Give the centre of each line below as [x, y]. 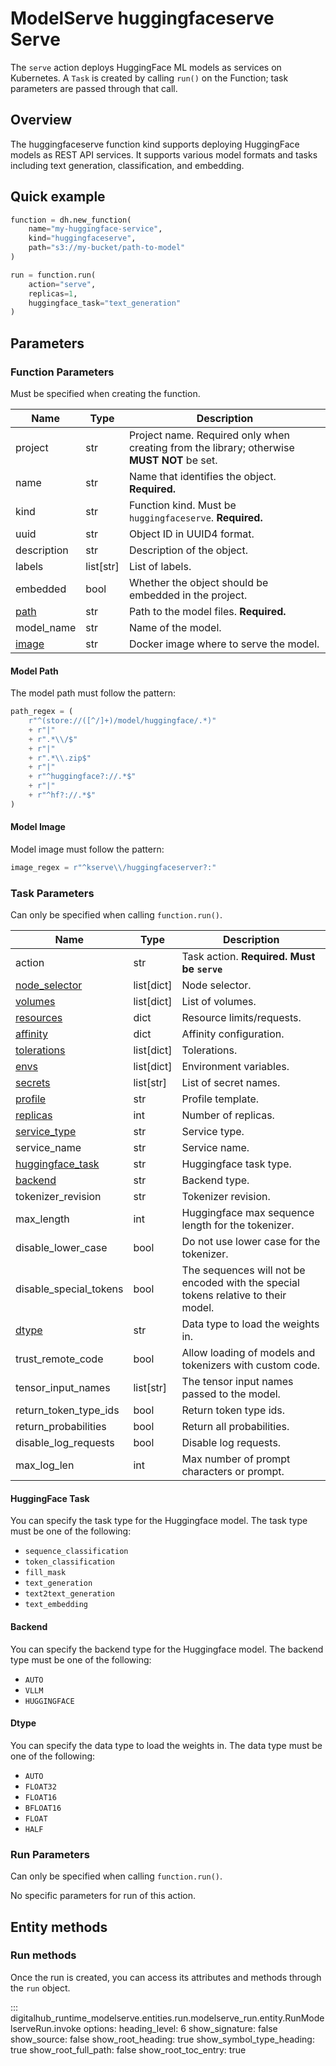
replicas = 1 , [53, 293]
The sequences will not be [243, 1270]
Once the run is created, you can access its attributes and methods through [166, 1977]
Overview [41, 120]
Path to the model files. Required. [207, 611]
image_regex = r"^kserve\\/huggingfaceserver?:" [113, 868]
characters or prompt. [233, 1472]
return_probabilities [61, 1427]
